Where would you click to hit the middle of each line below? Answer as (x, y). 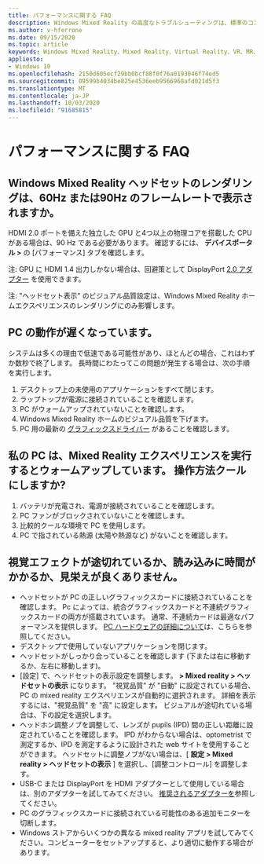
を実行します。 (32, 372)
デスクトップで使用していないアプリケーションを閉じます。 (115, 646)
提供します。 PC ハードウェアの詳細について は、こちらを (153, 627)
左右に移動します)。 (73, 666)
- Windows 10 (29, 67)
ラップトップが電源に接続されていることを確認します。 (108, 399)
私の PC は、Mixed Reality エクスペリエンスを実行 (130, 456)
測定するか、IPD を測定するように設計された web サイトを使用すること (135, 745)
